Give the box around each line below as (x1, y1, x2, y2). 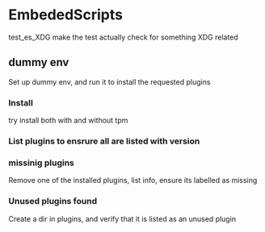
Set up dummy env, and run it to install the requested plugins (8, 77, 211, 86)
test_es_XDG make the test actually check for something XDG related (8, 32, 238, 42)
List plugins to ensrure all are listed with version (8, 135, 200, 147)
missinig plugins (8, 157, 74, 168)
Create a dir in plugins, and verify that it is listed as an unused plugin (8, 213, 237, 223)
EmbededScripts (8, 6, 124, 24)
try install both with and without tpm (8, 115, 128, 126)
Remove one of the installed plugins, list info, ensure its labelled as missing (8, 176, 258, 185)
